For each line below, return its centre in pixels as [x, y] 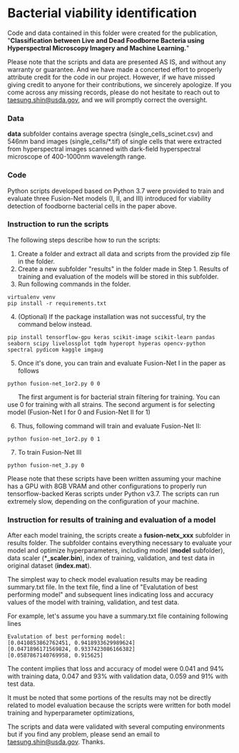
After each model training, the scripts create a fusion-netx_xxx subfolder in [119, 535]
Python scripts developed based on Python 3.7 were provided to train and [116, 191]
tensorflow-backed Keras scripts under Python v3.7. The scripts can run [113, 493]
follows [28, 370]
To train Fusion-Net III [50, 452]
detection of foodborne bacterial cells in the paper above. [92, 206]
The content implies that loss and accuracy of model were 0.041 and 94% [116, 669]
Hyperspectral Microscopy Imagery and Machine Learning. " [98, 48]
